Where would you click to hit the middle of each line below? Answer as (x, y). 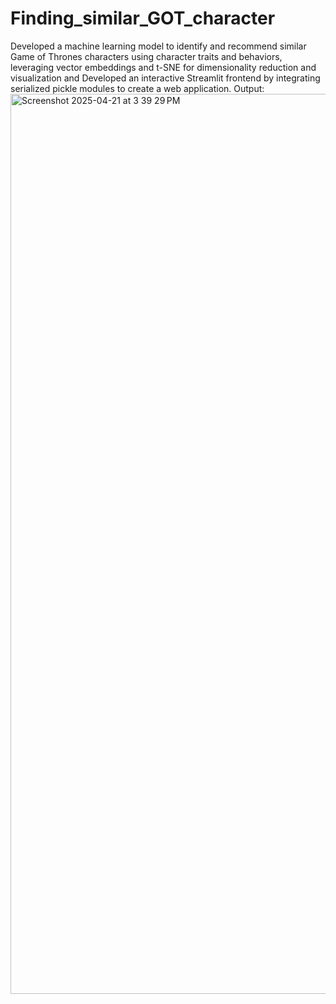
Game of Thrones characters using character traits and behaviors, (146, 56)
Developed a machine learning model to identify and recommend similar (158, 46)
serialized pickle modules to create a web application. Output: (137, 88)
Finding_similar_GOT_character (143, 18)
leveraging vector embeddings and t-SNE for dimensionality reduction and (163, 67)
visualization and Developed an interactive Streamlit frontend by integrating (165, 78)
